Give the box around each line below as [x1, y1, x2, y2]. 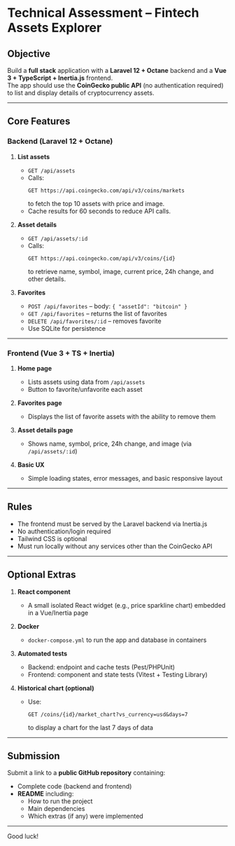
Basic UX [17, 460, 45, 469]
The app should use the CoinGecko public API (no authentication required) [7, 81, 224, 89]
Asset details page [17, 425, 73, 434]
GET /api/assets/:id [27, 235, 88, 243]
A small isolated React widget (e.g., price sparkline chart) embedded [27, 601, 226, 609]
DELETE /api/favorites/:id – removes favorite [27, 317, 162, 325]
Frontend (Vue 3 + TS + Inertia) [7, 348, 115, 358]
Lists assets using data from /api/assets [27, 377, 145, 386]
